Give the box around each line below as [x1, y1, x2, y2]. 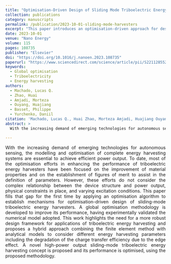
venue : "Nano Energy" [5, 36, 51, 41]
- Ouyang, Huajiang [10, 102, 51, 108]
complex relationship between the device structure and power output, [5, 182, 166, 189]
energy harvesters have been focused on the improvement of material [5, 166, 166, 172]
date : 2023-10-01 [5, 31, 42, 36]
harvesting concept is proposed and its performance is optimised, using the [5, 247, 166, 253]
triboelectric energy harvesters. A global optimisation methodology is [5, 204, 166, 210]
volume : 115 [5, 41, 31, 46]
